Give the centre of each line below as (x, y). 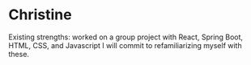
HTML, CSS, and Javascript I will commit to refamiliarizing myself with (125, 45)
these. (19, 54)
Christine (40, 15)
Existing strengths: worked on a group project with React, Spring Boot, (126, 37)
